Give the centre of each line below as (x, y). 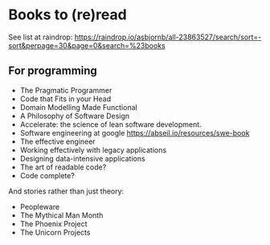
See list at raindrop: (41, 37)
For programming (53, 71)
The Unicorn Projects (55, 232)
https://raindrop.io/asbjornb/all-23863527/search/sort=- (168, 37)
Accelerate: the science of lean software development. (111, 124)
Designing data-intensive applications (83, 158)
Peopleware (40, 206)
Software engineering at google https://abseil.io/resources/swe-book (135, 133)
